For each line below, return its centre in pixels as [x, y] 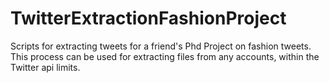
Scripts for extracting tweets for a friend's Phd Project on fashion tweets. [161, 46]
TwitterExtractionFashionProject [148, 18]
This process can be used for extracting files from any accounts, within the [165, 56]
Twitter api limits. [45, 67]
